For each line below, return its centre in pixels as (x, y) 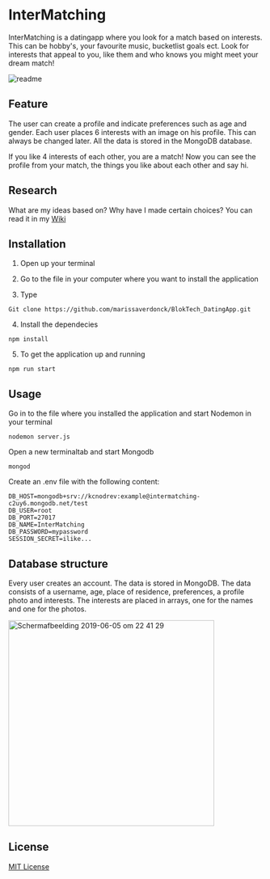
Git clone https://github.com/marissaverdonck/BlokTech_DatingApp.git (130, 310)
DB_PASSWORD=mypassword (49, 532)
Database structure (58, 564)
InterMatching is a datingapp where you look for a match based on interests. (135, 37)
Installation (37, 244)
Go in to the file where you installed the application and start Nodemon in (130, 413)
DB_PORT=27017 (32, 518)
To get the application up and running (82, 354)
